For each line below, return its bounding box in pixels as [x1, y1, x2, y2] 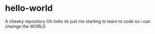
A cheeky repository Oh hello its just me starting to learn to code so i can [5, 18, 151, 24]
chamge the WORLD [5, 23, 46, 29]
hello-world [5, 3, 53, 14]
